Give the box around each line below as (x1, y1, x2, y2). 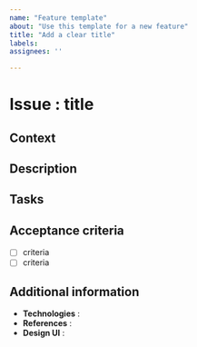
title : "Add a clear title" (9, 30, 116, 39)
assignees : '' (9, 47, 64, 56)
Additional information (9, 283, 140, 300)
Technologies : (22, 308, 80, 319)
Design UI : (22, 328, 65, 339)
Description (9, 161, 77, 177)
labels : (9, 38, 39, 48)
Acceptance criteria (9, 223, 124, 238)
